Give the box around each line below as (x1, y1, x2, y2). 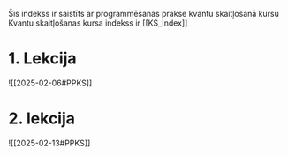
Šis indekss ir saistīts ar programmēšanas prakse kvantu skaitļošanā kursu (8, 9, 279, 19)
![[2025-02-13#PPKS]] (8, 137, 91, 148)
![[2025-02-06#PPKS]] (8, 78, 93, 88)
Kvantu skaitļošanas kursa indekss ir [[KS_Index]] (8, 18, 188, 28)
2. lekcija (8, 108, 76, 129)
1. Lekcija (8, 48, 77, 69)
